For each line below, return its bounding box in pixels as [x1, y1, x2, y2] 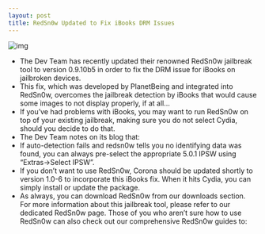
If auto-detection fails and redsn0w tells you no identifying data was [19, 140, 242, 150]
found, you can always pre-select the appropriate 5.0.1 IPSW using [19, 148, 237, 159]
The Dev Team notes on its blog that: [19, 132, 140, 141]
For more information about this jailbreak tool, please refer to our [19, 199, 231, 209]
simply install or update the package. [19, 182, 141, 192]
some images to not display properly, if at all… [19, 98, 170, 108]
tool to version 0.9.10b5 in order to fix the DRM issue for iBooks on [19, 64, 236, 74]
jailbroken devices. [19, 73, 81, 82]
